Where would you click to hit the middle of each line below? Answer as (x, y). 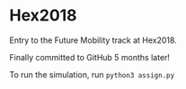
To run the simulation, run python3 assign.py (92, 74)
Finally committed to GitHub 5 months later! (90, 57)
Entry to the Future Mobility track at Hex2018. (93, 40)
